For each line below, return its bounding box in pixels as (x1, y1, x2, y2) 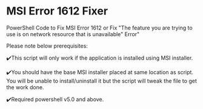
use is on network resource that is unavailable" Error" (6, 30, 140, 37)
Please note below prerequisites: (6, 42, 88, 49)
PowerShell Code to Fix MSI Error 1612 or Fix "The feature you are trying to (6, 24, 193, 31)
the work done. (6, 83, 44, 91)
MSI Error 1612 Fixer (6, 4, 108, 18)
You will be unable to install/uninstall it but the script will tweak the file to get (6, 77, 197, 84)
